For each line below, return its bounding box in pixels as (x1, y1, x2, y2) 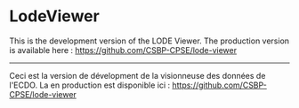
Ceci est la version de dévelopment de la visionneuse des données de (9, 70, 266, 81)
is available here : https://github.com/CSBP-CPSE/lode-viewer (9, 44, 238, 55)
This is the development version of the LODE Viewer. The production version (9, 35, 290, 46)
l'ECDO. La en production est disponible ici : (9, 80, 171, 90)
